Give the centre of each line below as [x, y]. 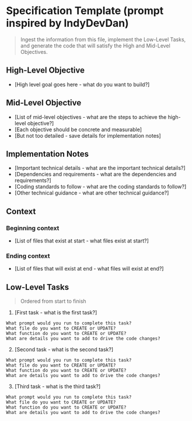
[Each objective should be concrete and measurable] [78, 129]
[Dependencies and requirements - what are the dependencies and [95, 174]
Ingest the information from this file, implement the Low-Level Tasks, [103, 39]
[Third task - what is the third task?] [57, 386]
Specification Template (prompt [85, 11]
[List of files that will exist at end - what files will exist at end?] [89, 269]
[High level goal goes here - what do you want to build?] [82, 84]
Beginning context [33, 228]
